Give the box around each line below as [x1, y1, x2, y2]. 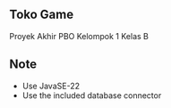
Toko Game [9, 7, 74, 22]
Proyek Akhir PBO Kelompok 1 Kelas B [9, 30, 150, 41]
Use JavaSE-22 [21, 80, 81, 91]
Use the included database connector [21, 89, 162, 101]
